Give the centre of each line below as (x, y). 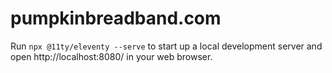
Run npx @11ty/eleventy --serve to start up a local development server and (166, 46)
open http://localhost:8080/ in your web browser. (111, 56)
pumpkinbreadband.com (116, 18)
